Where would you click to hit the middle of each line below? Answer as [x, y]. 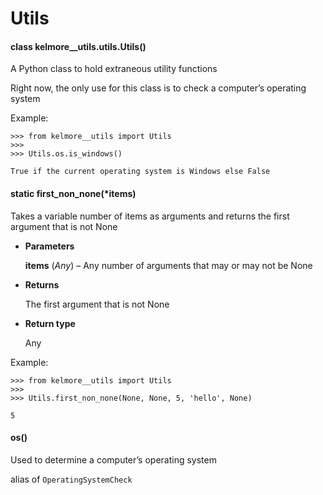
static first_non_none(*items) [73, 193]
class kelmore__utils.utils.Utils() [78, 46]
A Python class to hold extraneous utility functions [114, 69]
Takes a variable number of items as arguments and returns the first [150, 216]
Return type [50, 323]
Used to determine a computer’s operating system [113, 459]
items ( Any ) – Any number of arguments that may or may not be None [168, 265]
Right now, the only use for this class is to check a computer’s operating [158, 88]
